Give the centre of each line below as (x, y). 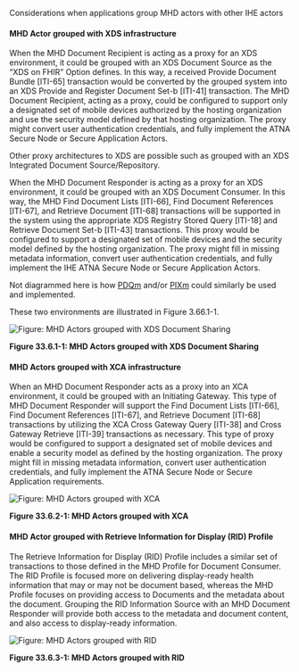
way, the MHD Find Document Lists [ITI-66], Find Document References (141, 202)
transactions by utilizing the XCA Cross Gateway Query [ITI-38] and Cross (145, 425)
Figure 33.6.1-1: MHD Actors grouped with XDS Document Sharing (134, 346)
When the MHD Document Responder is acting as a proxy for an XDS (136, 183)
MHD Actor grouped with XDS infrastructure (93, 33)
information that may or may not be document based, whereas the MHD (141, 585)
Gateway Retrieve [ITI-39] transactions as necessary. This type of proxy (142, 434)
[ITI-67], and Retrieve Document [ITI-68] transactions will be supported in (145, 211)
